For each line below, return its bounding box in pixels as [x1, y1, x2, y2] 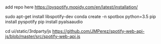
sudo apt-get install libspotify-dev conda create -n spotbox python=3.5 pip [5, 14, 156, 19]
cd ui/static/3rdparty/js [5, 28, 51, 34]
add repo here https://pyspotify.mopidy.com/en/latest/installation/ [5, 4, 138, 10]
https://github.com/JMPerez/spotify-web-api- [52, 28, 145, 34]
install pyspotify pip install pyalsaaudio [5, 19, 83, 24]
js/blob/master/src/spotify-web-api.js [5, 34, 81, 39]
